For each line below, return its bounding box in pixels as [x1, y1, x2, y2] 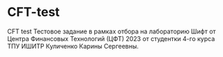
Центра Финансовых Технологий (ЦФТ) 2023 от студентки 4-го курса [7, 34, 215, 42]
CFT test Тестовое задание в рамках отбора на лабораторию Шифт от [7, 27, 216, 35]
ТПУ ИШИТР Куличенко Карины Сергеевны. [7, 42, 139, 50]
